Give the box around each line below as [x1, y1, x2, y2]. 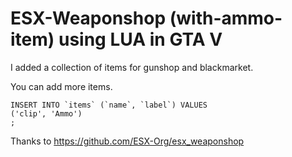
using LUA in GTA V [58, 28, 223, 51]
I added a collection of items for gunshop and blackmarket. [10, 61, 254, 73]
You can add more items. [10, 80, 113, 92]
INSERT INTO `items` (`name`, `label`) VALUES [10, 100, 208, 110]
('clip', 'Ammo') [10, 108, 83, 119]
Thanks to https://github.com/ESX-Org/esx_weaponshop [10, 135, 245, 147]
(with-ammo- [169, 7, 283, 30]
